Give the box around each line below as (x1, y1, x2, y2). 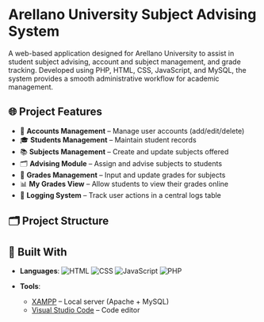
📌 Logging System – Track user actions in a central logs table (19, 190, 222, 199)
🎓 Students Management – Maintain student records (19, 134, 197, 144)
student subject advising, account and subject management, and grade (8, 57, 242, 66)
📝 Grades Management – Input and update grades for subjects (19, 170, 226, 180)
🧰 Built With (8, 245, 67, 259)
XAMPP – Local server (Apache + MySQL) (31, 297, 170, 306)
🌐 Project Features (8, 105, 103, 119)
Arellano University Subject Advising (8, 6, 257, 24)
